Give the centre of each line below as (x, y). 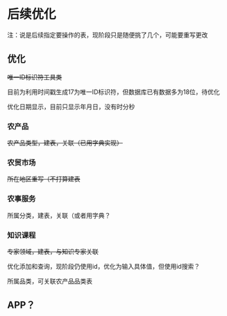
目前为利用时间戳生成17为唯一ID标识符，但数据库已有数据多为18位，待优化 (113, 92)
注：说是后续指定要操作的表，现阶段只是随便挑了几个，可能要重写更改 (108, 35)
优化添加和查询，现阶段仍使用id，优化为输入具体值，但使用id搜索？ (103, 266)
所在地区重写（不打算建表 (44, 179)
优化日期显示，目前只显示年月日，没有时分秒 (71, 106)
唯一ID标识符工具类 (35, 77)
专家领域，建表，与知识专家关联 (53, 251)
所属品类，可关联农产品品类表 (50, 281)
